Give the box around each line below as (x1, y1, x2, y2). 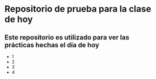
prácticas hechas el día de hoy (4, 40, 100, 49)
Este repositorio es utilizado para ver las (4, 33, 130, 41)
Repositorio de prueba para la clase (4, 3, 152, 15)
